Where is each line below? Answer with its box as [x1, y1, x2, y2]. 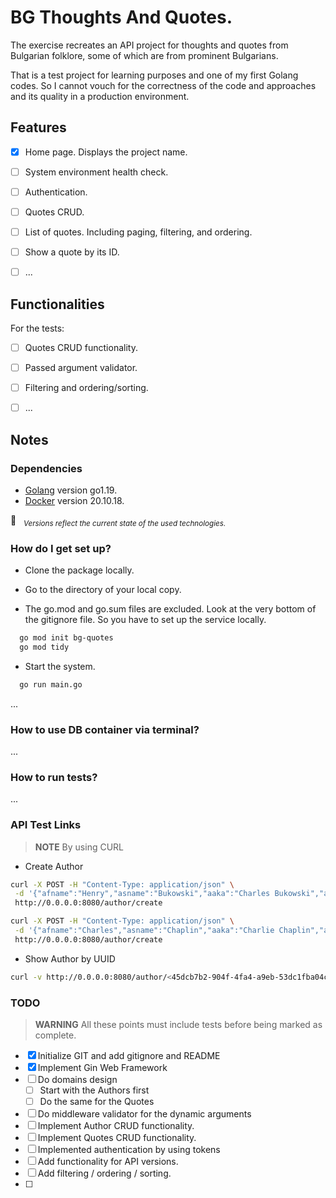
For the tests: [10, 322, 65, 334]
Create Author [24, 860, 84, 872]
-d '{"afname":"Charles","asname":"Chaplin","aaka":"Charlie [14, 926, 275, 936]
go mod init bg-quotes [19, 633, 114, 643]
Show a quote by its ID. [24, 246, 120, 258]
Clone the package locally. [24, 564, 135, 576]
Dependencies [10, 461, 83, 475]
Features [10, 119, 67, 136]
